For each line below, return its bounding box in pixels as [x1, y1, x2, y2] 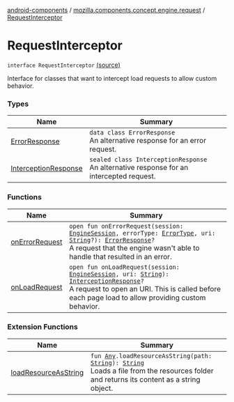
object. [90, 383, 114, 393]
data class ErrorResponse [89, 129, 175, 137]
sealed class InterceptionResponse [89, 156, 208, 164]
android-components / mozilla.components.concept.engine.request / [7, 6, 205, 14]
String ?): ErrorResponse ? [69, 236, 155, 244]
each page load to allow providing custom [69, 293, 206, 302]
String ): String [90, 359, 145, 366]
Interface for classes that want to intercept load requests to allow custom [7, 74, 217, 82]
